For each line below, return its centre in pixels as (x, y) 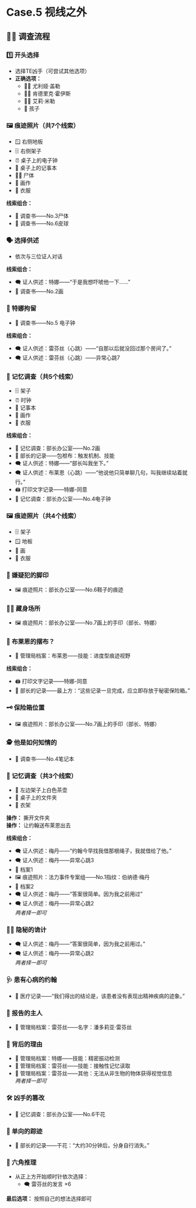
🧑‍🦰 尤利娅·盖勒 (42, 86)
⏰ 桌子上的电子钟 (36, 160)
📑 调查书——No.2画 (39, 291)
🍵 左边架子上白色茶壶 (41, 790)
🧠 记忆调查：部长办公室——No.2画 (58, 448)
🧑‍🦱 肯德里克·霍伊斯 (47, 93)
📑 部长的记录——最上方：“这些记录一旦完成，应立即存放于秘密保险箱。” (102, 690)
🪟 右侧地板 (29, 142)
